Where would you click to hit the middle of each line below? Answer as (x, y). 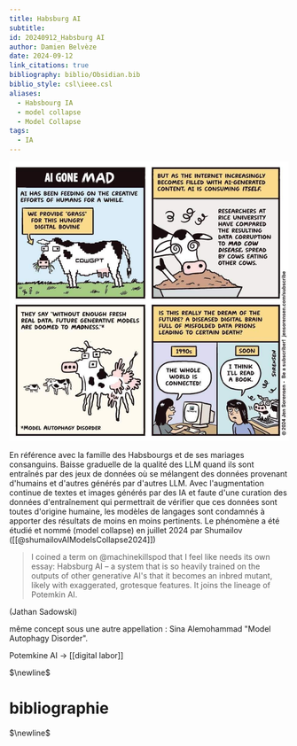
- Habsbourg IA (45, 103)
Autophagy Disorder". (49, 638)
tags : (19, 131)
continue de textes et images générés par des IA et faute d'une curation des (148, 493)
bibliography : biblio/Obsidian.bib (75, 75)
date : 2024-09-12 (41, 56)
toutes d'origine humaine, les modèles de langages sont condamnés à (137, 511)
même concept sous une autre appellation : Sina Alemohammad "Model (140, 629)
